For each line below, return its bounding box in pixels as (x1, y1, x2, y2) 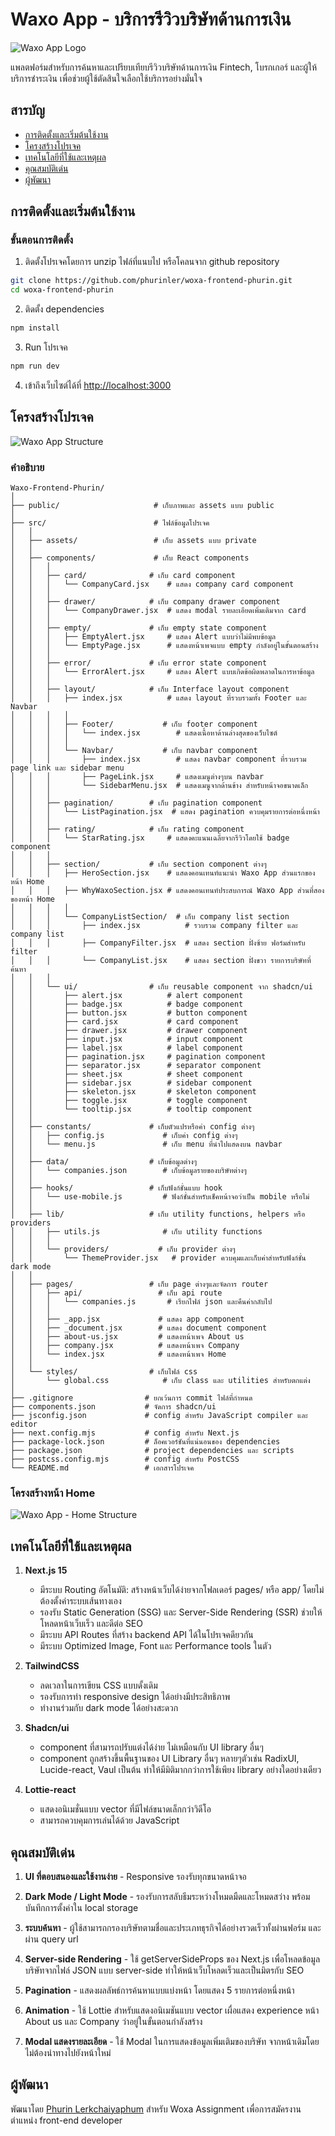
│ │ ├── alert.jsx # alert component (10, 991, 244, 1001)
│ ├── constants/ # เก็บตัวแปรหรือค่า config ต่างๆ (10, 1122, 255, 1132)
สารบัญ (10, 102, 45, 119)
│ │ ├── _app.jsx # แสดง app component (10, 1314, 245, 1325)
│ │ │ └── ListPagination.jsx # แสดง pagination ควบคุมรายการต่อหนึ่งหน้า (10, 807, 320, 817)
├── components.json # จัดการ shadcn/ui (10, 1402, 217, 1412)
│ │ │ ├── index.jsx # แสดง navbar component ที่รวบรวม (10, 754, 307, 765)
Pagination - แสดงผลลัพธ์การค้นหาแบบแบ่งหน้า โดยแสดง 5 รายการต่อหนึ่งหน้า (24, 1984, 295, 1996)
